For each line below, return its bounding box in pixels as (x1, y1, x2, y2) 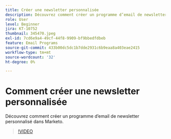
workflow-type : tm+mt (5, 50, 51, 55)
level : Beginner (5, 21, 40, 27)
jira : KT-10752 (5, 26, 38, 31)
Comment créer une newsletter (5, 86, 140, 97)
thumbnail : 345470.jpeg (5, 31, 56, 36)
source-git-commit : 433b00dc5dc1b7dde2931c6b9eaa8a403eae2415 (5, 45, 140, 50)
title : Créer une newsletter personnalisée (5, 7, 99, 13)
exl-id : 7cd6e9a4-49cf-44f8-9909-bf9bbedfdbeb (5, 36, 106, 41)
